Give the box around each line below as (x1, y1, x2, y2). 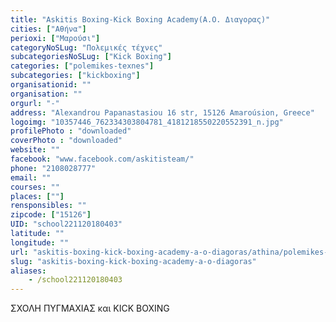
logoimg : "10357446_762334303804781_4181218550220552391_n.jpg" (10, 117, 284, 127)
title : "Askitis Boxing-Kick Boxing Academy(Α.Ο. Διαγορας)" (10, 14, 271, 25)
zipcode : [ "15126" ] (10, 210, 92, 220)
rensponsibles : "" (10, 201, 87, 211)
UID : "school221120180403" (10, 219, 123, 230)
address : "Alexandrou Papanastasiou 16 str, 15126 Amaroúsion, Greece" (10, 107, 315, 118)
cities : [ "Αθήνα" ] (10, 24, 87, 34)
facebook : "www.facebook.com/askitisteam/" (10, 154, 195, 164)
